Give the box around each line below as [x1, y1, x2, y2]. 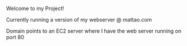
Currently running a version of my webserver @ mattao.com [6, 16, 152, 23]
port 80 [6, 34, 25, 40]
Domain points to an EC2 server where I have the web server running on [6, 27, 182, 34]
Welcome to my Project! [6, 5, 64, 12]
